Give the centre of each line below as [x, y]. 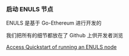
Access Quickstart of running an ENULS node [61, 47]
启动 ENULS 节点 [30, 9]
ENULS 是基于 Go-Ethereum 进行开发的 [54, 23]
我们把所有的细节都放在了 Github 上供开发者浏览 [65, 36]
